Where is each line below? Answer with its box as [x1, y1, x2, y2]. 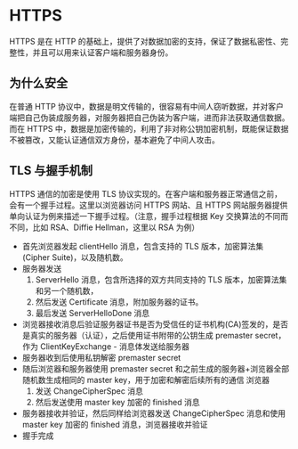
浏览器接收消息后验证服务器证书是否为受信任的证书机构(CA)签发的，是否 [21, 318, 289, 330]
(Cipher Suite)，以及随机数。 [21, 251, 129, 263]
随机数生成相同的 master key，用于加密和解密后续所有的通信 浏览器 [21, 374, 270, 385]
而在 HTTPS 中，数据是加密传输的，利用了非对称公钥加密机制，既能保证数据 [9, 123, 289, 134]
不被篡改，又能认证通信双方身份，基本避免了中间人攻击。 [9, 135, 220, 145]
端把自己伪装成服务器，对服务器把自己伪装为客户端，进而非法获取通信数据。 [9, 112, 290, 123]
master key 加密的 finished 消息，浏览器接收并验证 [21, 419, 208, 429]
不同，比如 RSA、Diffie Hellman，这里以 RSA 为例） [9, 222, 200, 233]
